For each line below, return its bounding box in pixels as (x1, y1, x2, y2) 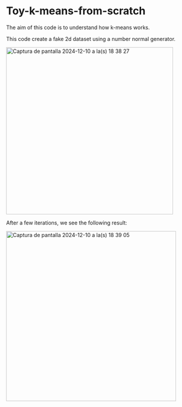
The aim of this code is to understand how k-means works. (6, 24, 150, 31)
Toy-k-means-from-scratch (6, 4, 146, 18)
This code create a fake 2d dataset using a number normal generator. (6, 35, 176, 42)
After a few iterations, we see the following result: (6, 219, 127, 226)
